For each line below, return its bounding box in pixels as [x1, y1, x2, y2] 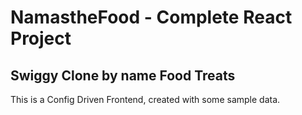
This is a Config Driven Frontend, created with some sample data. [10, 94, 281, 105]
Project [10, 27, 72, 50]
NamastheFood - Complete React [10, 6, 293, 29]
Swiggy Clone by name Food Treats [10, 67, 236, 84]
